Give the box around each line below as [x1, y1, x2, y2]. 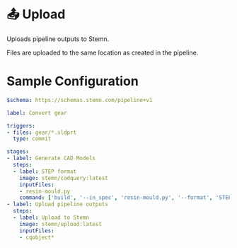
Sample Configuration [6, 73, 139, 89]
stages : [6, 148, 30, 155]
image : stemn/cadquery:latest [19, 174, 109, 181]
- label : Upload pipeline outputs [6, 201, 109, 208]
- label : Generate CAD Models [6, 154, 96, 162]
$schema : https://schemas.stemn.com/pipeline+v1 [6, 96, 153, 103]
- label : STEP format [13, 168, 77, 175]
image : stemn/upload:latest [19, 220, 102, 227]
